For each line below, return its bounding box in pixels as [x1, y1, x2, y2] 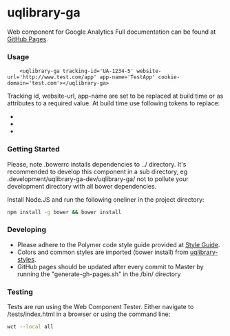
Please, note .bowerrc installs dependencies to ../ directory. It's [7, 160, 187, 168]
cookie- [158, 74, 180, 81]
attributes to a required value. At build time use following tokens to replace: [7, 99, 220, 107]
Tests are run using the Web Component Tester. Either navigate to [7, 303, 194, 311]
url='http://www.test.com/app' [7, 74, 97, 81]
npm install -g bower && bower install [7, 209, 122, 216]
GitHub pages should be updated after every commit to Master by [17, 262, 205, 271]
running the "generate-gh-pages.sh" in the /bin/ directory [17, 270, 181, 278]
